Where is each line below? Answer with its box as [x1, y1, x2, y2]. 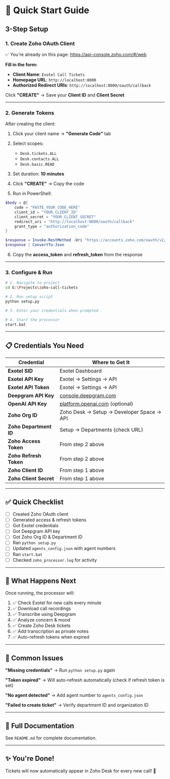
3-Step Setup [5, 25, 49, 33]
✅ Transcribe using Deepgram [12, 611, 76, 617]
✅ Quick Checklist [5, 497, 64, 506]
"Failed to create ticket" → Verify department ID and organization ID [5, 702, 149, 708]
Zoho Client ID [8, 467, 43, 474]
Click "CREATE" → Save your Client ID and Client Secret [5, 92, 125, 98]
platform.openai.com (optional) [59, 400, 134, 407]
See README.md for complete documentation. [5, 735, 97, 741]
